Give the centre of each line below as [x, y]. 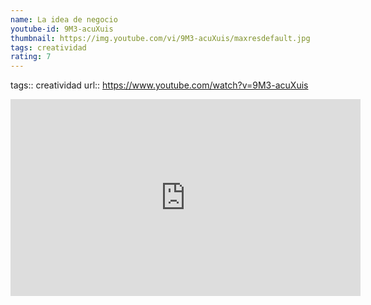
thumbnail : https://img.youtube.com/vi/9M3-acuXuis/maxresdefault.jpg [160, 38]
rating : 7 [31, 57]
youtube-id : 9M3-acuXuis [62, 29]
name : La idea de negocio [64, 19]
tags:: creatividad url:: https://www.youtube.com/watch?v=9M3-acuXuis [159, 85]
